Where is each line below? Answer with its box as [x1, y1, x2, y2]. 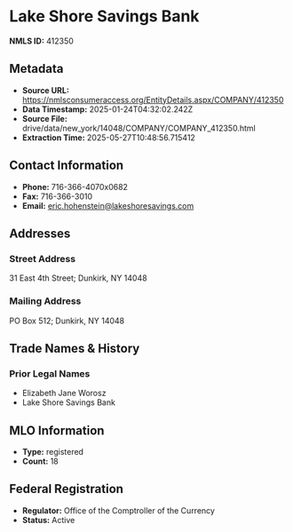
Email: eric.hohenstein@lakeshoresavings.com [21, 200, 194, 210]
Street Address [9, 252, 76, 265]
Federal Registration [9, 481, 124, 496]
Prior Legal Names [9, 367, 91, 379]
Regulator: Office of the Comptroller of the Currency [21, 504, 216, 516]
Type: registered [21, 447, 84, 457]
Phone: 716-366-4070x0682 [21, 181, 129, 192]
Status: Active [21, 514, 75, 525]
